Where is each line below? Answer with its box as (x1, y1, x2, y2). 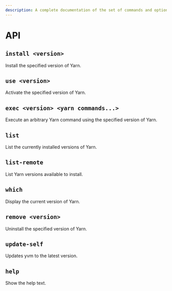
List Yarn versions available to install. (5, 171, 83, 177)
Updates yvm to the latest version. (5, 253, 78, 259)
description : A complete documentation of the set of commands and (5, 7, 153, 13)
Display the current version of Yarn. (5, 198, 80, 204)
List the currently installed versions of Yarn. (5, 144, 97, 150)
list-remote (5, 159, 44, 166)
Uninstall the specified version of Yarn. (5, 225, 87, 231)
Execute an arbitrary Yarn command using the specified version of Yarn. (5, 117, 158, 123)
